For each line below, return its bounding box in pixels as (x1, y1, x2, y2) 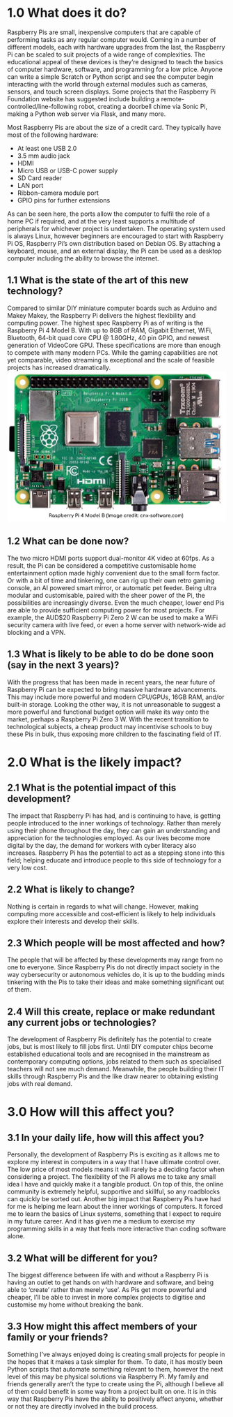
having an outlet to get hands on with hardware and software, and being (7, 1278, 214, 1286)
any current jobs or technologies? (7, 1016, 156, 1028)
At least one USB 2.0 (17, 144, 77, 152)
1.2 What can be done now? (7, 536, 129, 548)
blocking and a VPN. (7, 628, 66, 636)
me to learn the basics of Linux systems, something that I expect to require (7, 1210, 222, 1218)
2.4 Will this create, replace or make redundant (7, 1006, 216, 1018)
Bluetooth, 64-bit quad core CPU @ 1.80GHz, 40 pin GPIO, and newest (7, 333, 210, 342)
